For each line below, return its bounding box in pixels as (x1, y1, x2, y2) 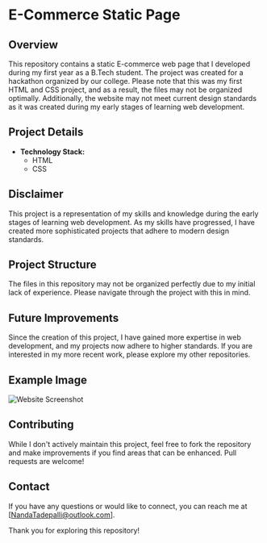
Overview (8, 38, 59, 52)
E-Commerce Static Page (8, 6, 181, 24)
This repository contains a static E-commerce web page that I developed (8, 59, 251, 69)
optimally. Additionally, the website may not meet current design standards (8, 94, 257, 102)
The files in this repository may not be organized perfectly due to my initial (8, 279, 256, 289)
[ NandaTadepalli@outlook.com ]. (8, 510, 115, 520)
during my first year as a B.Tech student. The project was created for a (8, 68, 244, 77)
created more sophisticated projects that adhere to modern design (8, 226, 230, 236)
